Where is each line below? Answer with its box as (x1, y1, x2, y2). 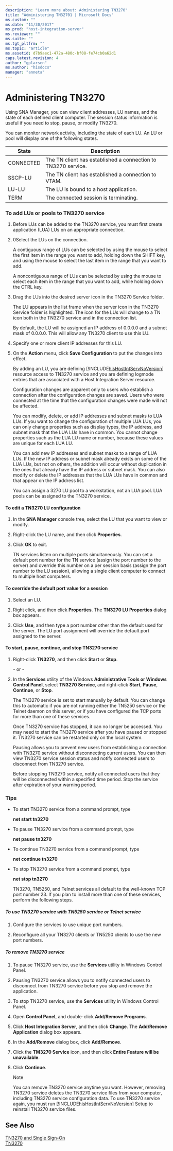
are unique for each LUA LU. (12, 440, 73, 447)
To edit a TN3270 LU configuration (5, 505, 81, 511)
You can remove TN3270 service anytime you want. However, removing (12, 1084, 166, 1091)
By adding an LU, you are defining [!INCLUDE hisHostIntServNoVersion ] (12, 366, 164, 372)
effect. (12, 356, 27, 362)
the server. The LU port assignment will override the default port (12, 627, 150, 633)
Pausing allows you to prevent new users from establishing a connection (12, 744, 167, 750)
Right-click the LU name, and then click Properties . (12, 532, 122, 538)
